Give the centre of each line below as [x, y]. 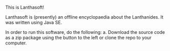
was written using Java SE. [34, 22]
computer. [16, 43]
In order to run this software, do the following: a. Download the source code [85, 32]
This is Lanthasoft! [25, 7]
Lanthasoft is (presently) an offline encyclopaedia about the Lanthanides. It [84, 17]
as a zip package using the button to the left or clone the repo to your [79, 38]
